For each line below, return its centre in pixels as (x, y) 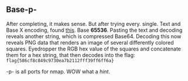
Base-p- (21, 10)
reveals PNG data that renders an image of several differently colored (90, 42)
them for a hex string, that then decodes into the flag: (70, 55)
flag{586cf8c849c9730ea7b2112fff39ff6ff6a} (60, 60)
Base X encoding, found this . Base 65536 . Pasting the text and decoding (94, 30)
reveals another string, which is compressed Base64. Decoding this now (94, 36)
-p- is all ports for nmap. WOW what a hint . (58, 71)
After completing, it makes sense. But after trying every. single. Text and (93, 23)
